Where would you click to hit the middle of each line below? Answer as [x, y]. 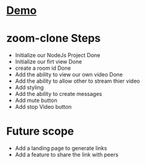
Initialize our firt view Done [48, 62]
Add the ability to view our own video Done [69, 75]
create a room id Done [43, 68]
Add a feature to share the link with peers [67, 155]
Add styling [29, 87]
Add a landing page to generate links [61, 148]
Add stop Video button [43, 107]
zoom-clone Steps [54, 39]
